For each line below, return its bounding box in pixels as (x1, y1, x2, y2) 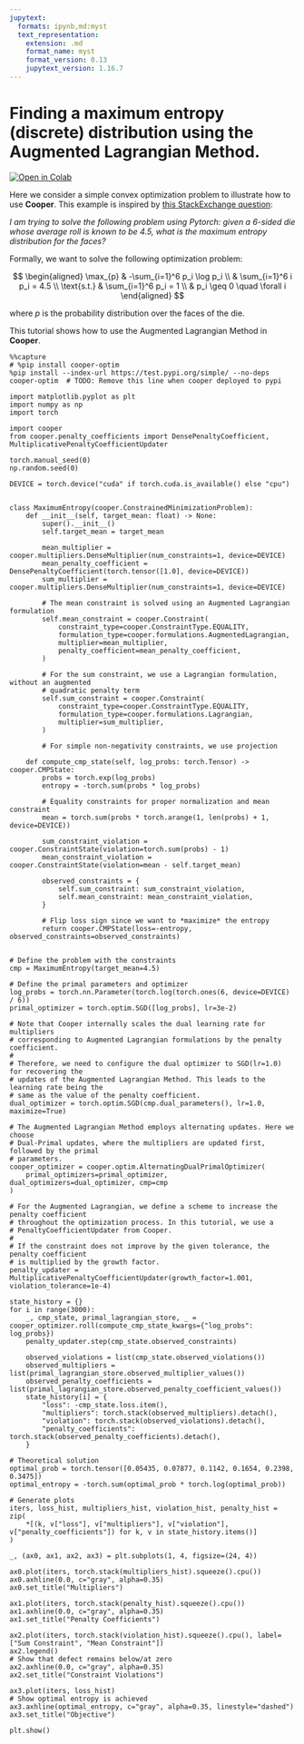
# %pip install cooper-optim (9, 360, 120, 369)
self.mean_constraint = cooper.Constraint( (42, 614, 209, 623)
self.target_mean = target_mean (42, 527, 165, 536)
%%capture (9, 352, 47, 361)
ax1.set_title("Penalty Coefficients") (9, 1614, 161, 1624)
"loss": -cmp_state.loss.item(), (42, 1400, 169, 1409)
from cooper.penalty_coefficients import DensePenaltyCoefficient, (9, 432, 270, 441)
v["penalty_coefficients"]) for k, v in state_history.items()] (9, 1527, 258, 1536)
